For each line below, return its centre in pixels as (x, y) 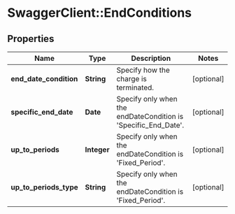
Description (151, 58)
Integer (97, 150)
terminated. (135, 87)
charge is (131, 79)
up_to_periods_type (44, 187)
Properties (31, 39)
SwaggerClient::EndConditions (100, 13)
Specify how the (143, 70)
